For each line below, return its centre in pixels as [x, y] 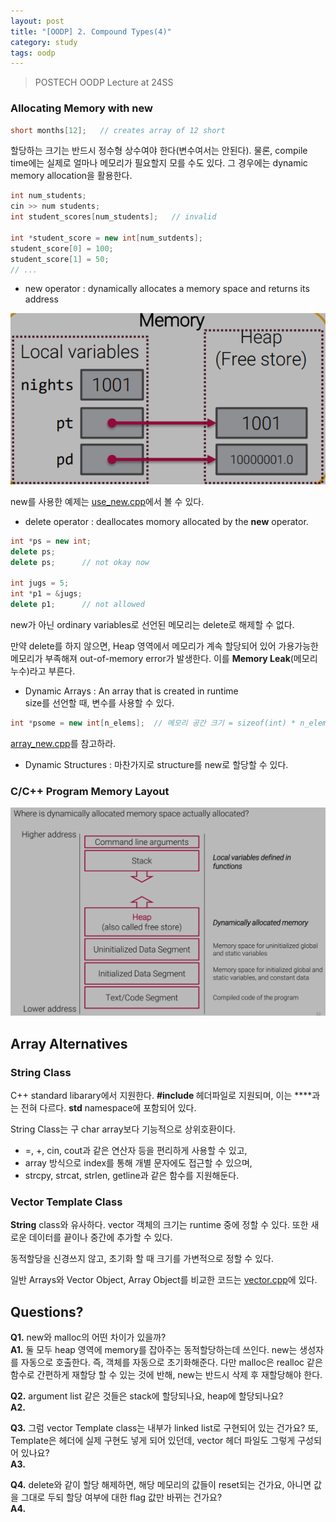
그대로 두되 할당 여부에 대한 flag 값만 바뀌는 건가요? [121, 1497]
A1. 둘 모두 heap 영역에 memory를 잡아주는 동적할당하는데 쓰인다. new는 [154, 1350]
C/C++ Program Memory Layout [90, 791]
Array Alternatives [69, 1043]
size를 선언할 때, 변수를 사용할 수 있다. [99, 703]
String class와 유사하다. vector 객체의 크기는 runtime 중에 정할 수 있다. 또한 [159, 1225]
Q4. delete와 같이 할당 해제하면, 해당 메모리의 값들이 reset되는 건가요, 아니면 [161, 1485]
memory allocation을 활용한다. [71, 176]
